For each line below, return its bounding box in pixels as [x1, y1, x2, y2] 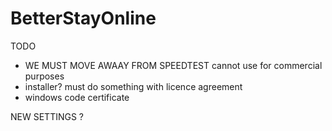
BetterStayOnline [10, 7, 157, 30]
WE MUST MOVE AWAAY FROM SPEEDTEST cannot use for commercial [24, 59, 323, 71]
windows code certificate [24, 91, 130, 103]
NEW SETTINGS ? [10, 110, 84, 122]
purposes [24, 70, 65, 82]
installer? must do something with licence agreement [24, 80, 243, 92]
